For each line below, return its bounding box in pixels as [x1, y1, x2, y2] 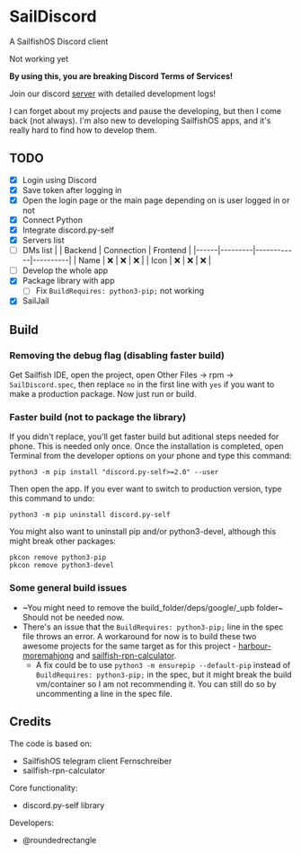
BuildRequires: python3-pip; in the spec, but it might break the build [35, 669, 292, 680]
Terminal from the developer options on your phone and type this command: [9, 451, 292, 462]
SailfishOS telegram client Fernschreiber [22, 755, 173, 766]
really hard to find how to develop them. [9, 124, 157, 136]
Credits [9, 714, 52, 729]
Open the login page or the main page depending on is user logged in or [22, 195, 290, 206]
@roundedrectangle [22, 834, 97, 845]
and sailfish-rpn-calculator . [75, 649, 177, 661]
